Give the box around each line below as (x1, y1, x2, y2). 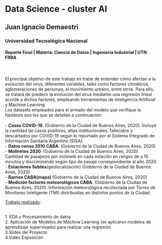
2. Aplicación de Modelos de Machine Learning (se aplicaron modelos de (5, 219, 151, 225)
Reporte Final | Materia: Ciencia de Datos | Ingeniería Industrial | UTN (5, 50, 147, 56)
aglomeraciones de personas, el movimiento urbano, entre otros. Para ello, (5, 86, 154, 92)
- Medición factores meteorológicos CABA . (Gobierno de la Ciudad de (5, 179, 147, 185)
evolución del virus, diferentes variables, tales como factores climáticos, (5, 81, 149, 87)
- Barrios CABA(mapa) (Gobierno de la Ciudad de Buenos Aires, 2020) (5, 174, 147, 180)
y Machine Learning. (5, 101, 46, 108)
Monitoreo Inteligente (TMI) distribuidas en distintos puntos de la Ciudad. (5, 189, 151, 195)
